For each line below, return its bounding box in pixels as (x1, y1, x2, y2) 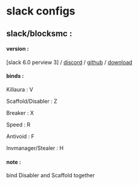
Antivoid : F (6, 132, 35, 140)
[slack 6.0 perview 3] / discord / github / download (6, 59, 133, 66)
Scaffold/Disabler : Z (6, 97, 57, 105)
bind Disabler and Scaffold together (6, 172, 95, 179)
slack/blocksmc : (6, 28, 73, 39)
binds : (6, 73, 24, 80)
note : (6, 158, 21, 166)
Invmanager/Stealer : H (6, 144, 64, 152)
